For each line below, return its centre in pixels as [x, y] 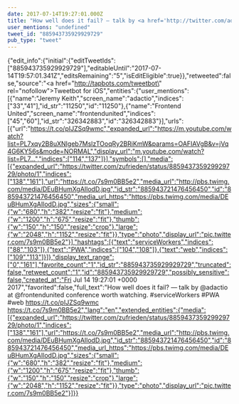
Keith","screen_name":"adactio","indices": [123, 99]
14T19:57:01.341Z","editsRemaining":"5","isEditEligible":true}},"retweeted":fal [119, 76]
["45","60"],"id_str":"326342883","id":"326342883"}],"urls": [96, 121]
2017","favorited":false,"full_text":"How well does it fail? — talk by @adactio [118, 287]
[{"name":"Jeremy [34, 99]
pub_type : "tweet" [34, 41]
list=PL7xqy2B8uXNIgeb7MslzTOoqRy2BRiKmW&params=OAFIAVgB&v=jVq [118, 144]
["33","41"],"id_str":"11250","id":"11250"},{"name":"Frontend [94, 106]
